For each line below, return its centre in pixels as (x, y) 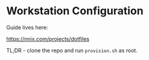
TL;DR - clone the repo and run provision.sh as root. (72, 50)
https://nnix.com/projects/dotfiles (48, 39)
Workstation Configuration (75, 11)
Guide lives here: (27, 27)
